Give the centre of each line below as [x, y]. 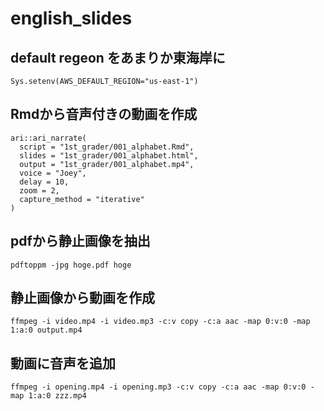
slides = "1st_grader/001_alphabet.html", [109, 155]
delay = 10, [44, 182]
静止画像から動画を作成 [82, 298]
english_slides [71, 18]
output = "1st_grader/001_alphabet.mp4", [107, 164]
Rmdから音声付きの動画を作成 [104, 114]
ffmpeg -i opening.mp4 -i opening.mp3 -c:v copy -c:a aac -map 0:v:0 [158, 387]
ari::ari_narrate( [48, 138]
